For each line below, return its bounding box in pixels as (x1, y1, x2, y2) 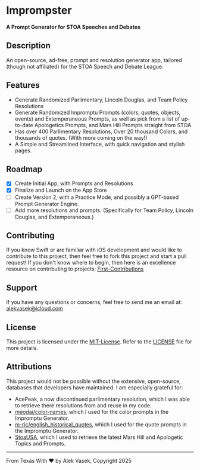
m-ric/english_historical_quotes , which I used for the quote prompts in (14, 420, 187, 428)
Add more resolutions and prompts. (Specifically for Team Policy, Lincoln (14, 207, 193, 214)
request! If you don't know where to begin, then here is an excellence (6, 259, 176, 266)
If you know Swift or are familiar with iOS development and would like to (6, 246, 183, 254)
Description (6, 41, 51, 51)
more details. (6, 345, 39, 352)
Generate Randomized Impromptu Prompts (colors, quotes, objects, (14, 109, 181, 116)
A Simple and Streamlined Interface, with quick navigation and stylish (14, 140, 185, 148)
